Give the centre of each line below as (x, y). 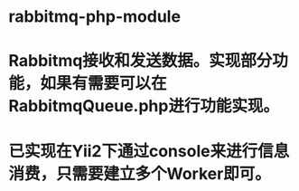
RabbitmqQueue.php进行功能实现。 (144, 106)
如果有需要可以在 (104, 84)
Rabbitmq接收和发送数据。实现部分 (140, 61)
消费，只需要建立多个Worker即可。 (140, 173)
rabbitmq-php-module (95, 17)
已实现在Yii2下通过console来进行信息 (149, 151)
